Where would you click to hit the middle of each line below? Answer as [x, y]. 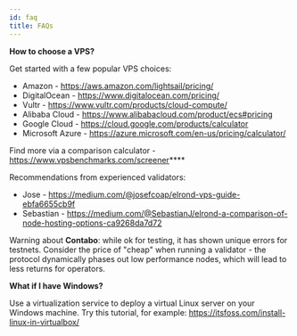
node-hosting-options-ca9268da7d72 [92, 223]
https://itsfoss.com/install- [237, 312]
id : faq [24, 17]
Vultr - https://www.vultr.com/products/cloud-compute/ [124, 104]
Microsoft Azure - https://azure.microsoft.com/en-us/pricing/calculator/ [154, 133]
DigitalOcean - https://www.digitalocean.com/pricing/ [121, 95]
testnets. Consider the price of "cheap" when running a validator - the [138, 250]
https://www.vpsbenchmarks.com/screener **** [97, 160]
